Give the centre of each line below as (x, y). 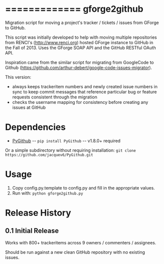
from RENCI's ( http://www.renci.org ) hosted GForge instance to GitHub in (79, 42)
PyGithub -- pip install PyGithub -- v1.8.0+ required (66, 141)
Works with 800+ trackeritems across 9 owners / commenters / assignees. (81, 242)
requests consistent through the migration (55, 97)
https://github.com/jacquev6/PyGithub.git (49, 155)
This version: (18, 77)
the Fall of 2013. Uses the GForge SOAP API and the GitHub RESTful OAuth (81, 48)
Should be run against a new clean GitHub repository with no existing (75, 252)
